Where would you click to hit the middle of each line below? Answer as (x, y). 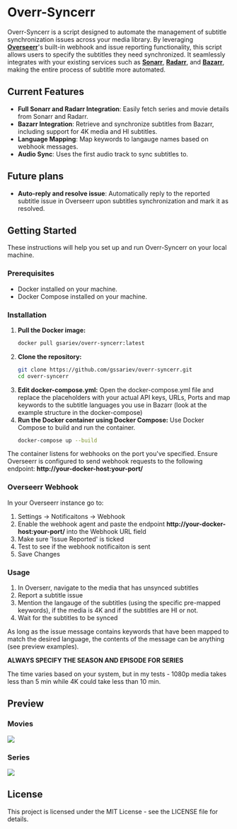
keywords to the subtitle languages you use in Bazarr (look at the (112, 405)
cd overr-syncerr (43, 376)
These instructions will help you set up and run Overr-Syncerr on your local (117, 248)
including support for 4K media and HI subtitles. (87, 131)
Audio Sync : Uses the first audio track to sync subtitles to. (103, 154)
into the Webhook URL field (106, 531)
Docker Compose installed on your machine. (82, 296)
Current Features (46, 92)
